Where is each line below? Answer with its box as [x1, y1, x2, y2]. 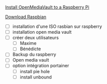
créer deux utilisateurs [12, 35, 59, 41]
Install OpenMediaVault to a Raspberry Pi [5, 4, 89, 10]
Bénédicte [19, 46, 41, 52]
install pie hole [19, 68, 50, 74]
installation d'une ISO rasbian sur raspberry [12, 23, 102, 29]
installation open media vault [12, 29, 72, 35]
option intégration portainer [12, 63, 69, 69]
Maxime [19, 40, 36, 46]
